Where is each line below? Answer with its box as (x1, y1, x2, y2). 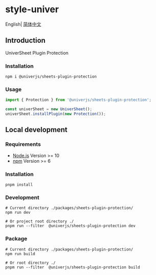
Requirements (5, 141, 41, 148)
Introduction (5, 36, 46, 45)
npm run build (5, 251, 36, 256)
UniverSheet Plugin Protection (5, 49, 69, 56)
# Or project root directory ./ (5, 219, 74, 224)
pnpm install (5, 182, 33, 187)
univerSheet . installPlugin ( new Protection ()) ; (5, 111, 106, 117)
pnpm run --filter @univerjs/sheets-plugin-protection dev (5, 223, 136, 229)
